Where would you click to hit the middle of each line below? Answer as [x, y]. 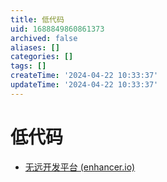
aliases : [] [35, 47]
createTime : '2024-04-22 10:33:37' [84, 76]
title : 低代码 [37, 19]
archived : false [44, 38]
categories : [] [42, 57]
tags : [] [28, 66]
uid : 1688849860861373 [57, 29]
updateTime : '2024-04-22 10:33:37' [84, 85]
